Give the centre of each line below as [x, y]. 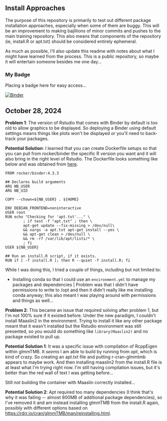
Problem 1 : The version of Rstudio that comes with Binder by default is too [82, 123]
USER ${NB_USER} [22, 247]
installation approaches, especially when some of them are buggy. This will [82, 25]
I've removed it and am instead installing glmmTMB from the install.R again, [82, 403]
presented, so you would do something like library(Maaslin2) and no [77, 331]
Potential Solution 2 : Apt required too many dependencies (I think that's [79, 392]
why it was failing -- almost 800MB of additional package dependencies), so [84, 397]
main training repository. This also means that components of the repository [83, 36]
